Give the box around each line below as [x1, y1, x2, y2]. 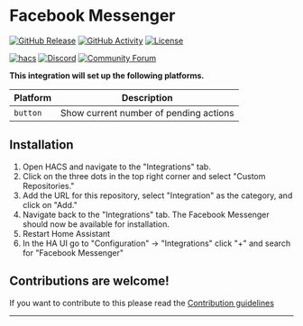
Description [121, 91, 173, 104]
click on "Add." [22, 199, 78, 210]
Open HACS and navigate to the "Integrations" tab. [22, 161, 212, 172]
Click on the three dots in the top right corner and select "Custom [22, 170, 266, 181]
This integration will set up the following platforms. [9, 69, 205, 81]
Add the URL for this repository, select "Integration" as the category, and [22, 190, 293, 201]
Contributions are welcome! [9, 274, 170, 289]
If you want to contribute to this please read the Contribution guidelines [9, 297, 275, 308]
